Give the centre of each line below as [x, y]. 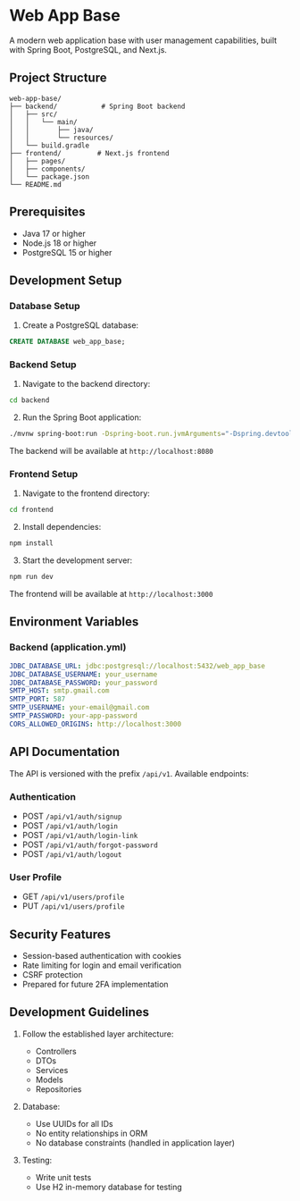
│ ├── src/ [33, 114]
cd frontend [31, 510]
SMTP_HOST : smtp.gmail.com [59, 691]
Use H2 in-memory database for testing [109, 1187]
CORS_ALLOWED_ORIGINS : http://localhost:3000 [95, 724]
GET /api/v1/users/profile [73, 897]
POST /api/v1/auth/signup [72, 816]
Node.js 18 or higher [59, 243]
